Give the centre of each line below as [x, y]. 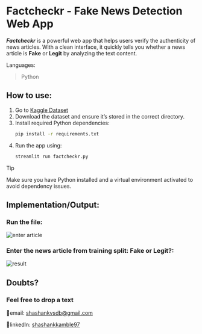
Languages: [21, 65]
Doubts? [23, 283]
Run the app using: [38, 145]
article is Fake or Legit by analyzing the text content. [72, 53]
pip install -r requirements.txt [57, 134]
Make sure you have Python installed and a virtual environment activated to [100, 179]
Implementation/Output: [53, 205]
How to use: [29, 95]
